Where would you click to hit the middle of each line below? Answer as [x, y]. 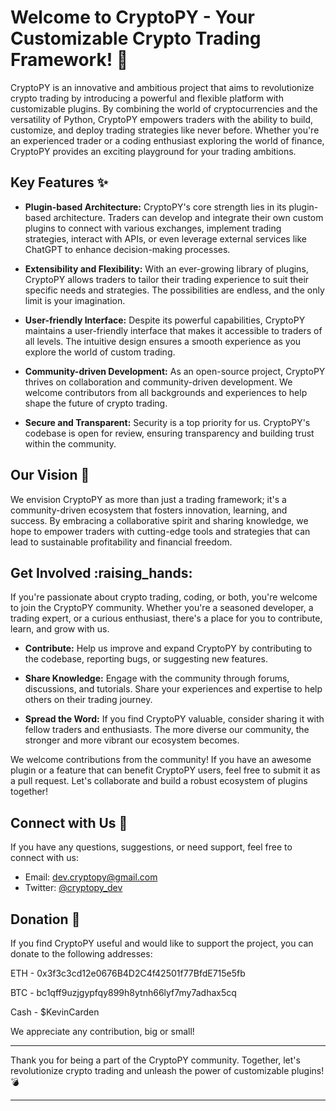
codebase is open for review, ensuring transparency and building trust [169, 433]
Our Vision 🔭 [50, 475]
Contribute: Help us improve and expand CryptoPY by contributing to [168, 648]
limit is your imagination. [75, 300]
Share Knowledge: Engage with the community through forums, [157, 678]
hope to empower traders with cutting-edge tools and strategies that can [160, 531]
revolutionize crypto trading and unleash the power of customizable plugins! [167, 1070]
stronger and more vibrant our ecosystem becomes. [132, 740]
